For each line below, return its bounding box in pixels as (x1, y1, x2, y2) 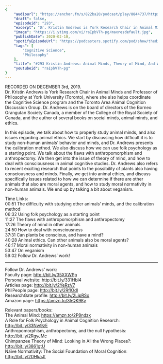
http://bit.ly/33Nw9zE (5, 322, 48, 328)
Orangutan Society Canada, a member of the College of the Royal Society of (5, 109, 158, 115)
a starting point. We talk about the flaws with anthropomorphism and (5, 150, 142, 156)
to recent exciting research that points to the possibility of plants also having (5, 165, 158, 171)
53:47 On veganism (5, 247, 45, 253)
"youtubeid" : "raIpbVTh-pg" (14, 66, 70, 71)
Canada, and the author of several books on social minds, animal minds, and (5, 115, 158, 121)
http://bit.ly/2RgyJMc (5, 333, 47, 339)
